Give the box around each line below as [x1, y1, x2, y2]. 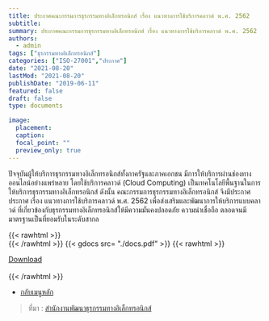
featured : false [8, 86, 63, 95]
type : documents [8, 102, 63, 110]
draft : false [8, 94, 53, 102]
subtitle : [8, 19, 42, 27]
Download [8, 254, 43, 264]
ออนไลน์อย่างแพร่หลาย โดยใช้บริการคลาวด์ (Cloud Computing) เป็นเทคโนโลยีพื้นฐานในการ [8, 177, 261, 187]
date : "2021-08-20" [8, 65, 74, 73]
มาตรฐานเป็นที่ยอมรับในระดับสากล [8, 214, 99, 223]
